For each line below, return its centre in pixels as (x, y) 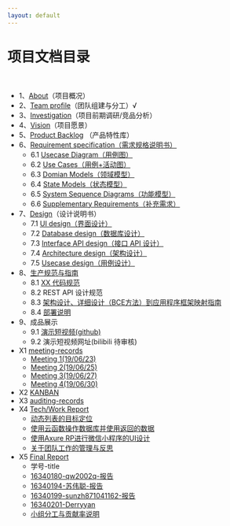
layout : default (34, 15)
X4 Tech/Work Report (54, 409)
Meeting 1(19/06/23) (63, 358)
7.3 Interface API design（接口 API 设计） (97, 243)
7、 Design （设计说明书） (60, 213)
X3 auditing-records (51, 400)
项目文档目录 (49, 57)
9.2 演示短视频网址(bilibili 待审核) (84, 341)
